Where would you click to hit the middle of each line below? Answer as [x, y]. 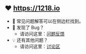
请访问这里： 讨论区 [40, 46]
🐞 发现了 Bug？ [28, 27]
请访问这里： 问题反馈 [42, 34]
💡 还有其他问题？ [30, 40]
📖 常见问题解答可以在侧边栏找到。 [48, 21]
